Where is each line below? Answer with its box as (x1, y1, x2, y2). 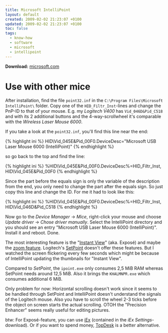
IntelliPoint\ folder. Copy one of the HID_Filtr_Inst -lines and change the (5, 103, 161, 109)
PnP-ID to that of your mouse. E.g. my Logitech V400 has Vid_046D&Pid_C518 (5, 108, 163, 114)
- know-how (10, 36, 33, 41)
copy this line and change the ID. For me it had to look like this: (5, 189, 134, 195)
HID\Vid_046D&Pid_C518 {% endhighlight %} (5, 204, 98, 210)
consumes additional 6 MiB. (5, 276, 63, 282)
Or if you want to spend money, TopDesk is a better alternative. (29, 322, 160, 328)
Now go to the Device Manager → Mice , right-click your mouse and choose (5, 214, 161, 220)
